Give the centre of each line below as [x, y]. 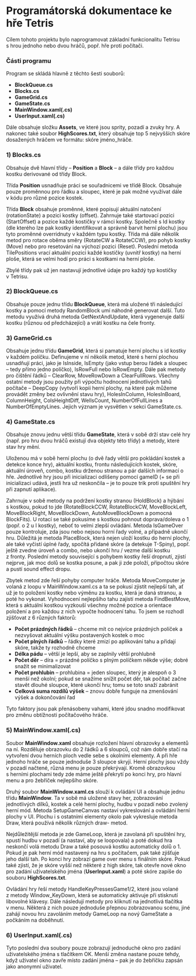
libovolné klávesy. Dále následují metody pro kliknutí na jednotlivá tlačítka [94, 901]
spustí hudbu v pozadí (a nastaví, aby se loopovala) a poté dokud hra [89, 840]
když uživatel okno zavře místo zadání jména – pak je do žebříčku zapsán [94, 960]
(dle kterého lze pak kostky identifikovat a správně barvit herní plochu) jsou [97, 228]
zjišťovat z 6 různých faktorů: [41, 618]
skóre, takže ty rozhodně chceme [55, 648]
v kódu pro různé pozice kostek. [45, 198]
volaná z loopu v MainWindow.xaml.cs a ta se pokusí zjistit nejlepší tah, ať [95, 587]
